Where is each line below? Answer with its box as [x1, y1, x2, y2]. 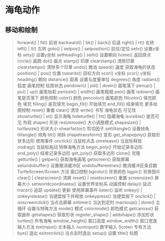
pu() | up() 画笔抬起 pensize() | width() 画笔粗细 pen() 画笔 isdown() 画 [17, 89, 160, 94]
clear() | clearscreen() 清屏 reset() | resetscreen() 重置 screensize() [17, 175, 154, 181]
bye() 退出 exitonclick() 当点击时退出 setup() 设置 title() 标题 [17, 230, 138, 236]
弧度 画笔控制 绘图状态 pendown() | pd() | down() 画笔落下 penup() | [17, 83, 155, 89]
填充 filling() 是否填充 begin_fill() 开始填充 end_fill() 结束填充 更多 [23, 101, 154, 107]
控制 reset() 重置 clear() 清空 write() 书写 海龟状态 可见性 [21, 107, 136, 113]
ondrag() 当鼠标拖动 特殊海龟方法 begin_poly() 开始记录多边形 [17, 144, 143, 150]
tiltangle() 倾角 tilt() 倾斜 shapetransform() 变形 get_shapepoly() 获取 [17, 132, 156, 138]
